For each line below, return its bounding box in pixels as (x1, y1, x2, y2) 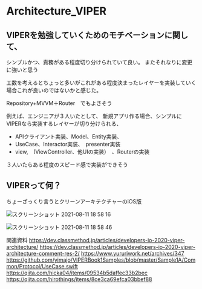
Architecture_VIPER (6, 4, 107, 18)
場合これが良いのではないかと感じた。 (6, 87, 102, 93)
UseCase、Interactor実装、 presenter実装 (15, 141, 121, 148)
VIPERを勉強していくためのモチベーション (6, 30, 165, 40)
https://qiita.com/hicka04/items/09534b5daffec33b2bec (6, 269, 148, 276)
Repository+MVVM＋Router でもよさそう (6, 100, 112, 107)
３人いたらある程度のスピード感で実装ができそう (6, 161, 128, 168)
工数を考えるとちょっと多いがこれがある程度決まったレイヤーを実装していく (6, 79, 197, 86)
